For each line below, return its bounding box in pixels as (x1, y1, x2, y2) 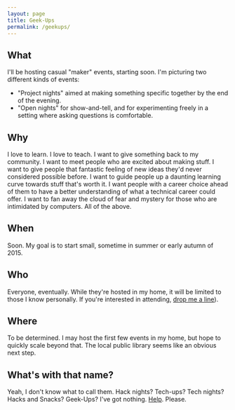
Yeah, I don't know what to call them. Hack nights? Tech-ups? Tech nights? (7, 388, 224, 396)
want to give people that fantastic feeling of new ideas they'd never (7, 165, 202, 173)
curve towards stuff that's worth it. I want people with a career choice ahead (7, 180, 228, 188)
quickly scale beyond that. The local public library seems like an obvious (7, 341, 217, 350)
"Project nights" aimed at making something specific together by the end (17, 89, 229, 97)
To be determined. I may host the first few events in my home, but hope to (7, 334, 221, 342)
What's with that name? (7, 369, 114, 381)
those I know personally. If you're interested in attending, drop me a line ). (7, 295, 219, 303)
